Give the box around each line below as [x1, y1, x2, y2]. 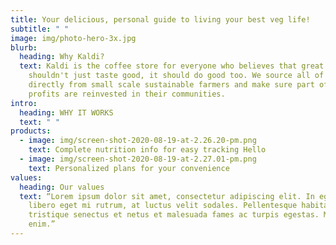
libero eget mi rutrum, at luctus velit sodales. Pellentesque [28, 201, 298, 211]
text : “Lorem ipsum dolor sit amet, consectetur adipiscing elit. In [19, 191, 315, 201]
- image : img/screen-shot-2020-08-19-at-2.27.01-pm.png [19, 154, 257, 164]
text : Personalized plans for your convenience [28, 163, 230, 173]
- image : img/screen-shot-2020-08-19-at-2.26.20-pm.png [19, 136, 257, 146]
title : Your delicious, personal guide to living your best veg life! [10, 14, 311, 25]
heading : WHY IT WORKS [19, 107, 114, 118]
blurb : [10, 42, 38, 53]
